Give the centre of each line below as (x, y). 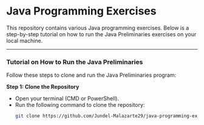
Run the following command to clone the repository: (80, 105)
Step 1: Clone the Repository (43, 87)
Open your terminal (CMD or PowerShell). (67, 98)
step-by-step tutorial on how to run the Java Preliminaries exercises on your (101, 34)
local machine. (25, 40)
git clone (28, 116)
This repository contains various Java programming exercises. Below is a (98, 28)
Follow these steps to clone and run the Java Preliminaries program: (91, 75)
